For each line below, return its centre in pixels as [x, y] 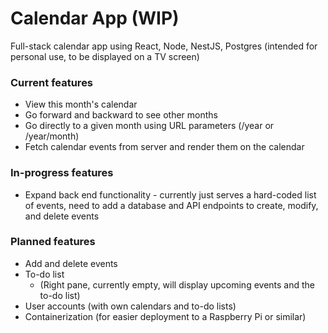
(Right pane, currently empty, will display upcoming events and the [177, 284]
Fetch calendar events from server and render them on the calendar [164, 147]
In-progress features [62, 173]
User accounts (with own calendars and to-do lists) [130, 306]
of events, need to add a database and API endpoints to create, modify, [171, 205]
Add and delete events [71, 263]
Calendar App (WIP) [95, 18]
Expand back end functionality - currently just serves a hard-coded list [170, 194]
